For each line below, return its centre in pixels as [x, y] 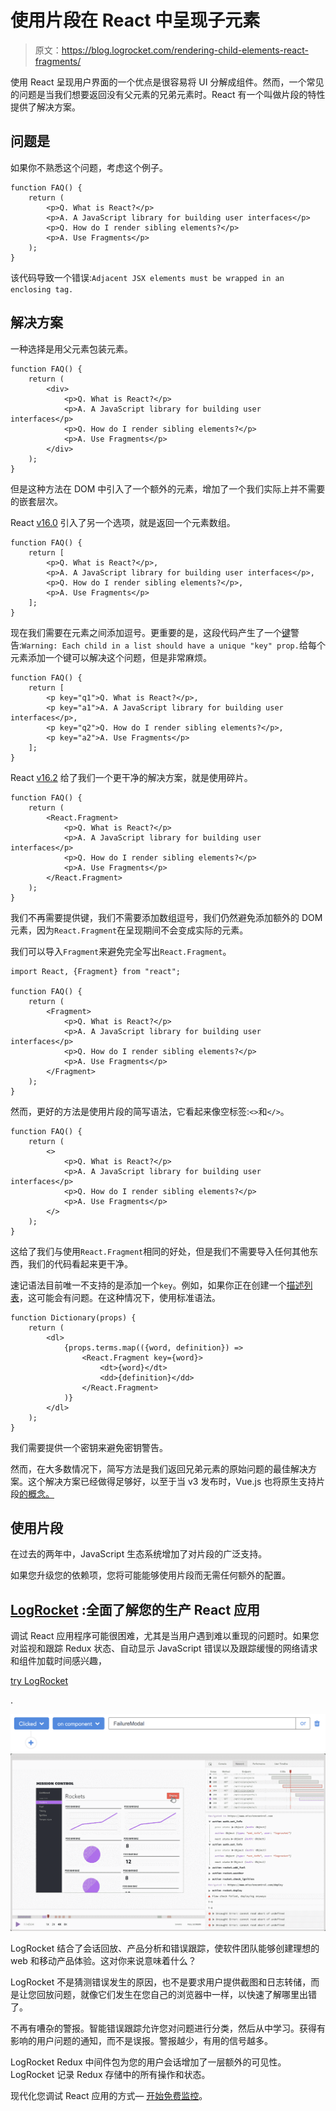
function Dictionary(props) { [73, 1317]
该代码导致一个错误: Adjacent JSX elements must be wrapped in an [147, 277]
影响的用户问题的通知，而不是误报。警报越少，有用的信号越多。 [141, 2040]
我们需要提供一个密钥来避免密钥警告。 [89, 1447]
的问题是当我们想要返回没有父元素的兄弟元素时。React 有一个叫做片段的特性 [168, 94]
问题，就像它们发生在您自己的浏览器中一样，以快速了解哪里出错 [185, 1994]
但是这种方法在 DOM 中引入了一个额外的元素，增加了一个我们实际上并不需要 [168, 488]
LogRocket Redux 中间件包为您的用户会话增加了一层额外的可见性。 [148, 2062]
